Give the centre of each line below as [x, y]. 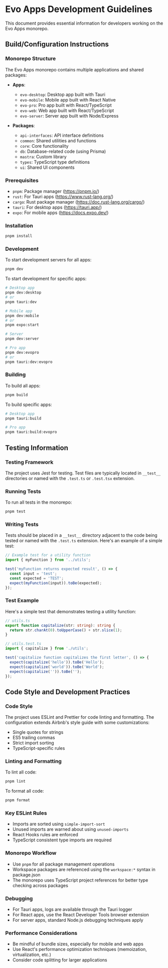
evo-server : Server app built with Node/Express [69, 116]
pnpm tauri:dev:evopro [29, 362]
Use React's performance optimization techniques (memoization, [79, 949]
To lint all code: [21, 772]
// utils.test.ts [23, 644]
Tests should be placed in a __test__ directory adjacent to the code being [81, 535]
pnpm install [19, 236]
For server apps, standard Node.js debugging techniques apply [78, 920]
